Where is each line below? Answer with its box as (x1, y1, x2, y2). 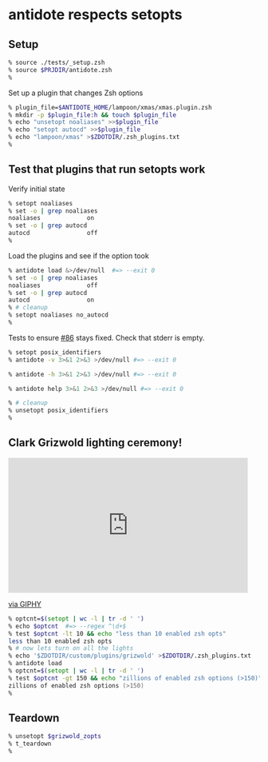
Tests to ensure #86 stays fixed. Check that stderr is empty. (8, 333, 205, 342)
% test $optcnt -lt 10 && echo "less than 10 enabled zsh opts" (8, 629, 227, 637)
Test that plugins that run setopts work (8, 162, 206, 177)
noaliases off (8, 281, 98, 289)
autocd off (8, 229, 98, 237)
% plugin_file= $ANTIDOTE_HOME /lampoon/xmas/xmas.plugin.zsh (8, 103, 213, 111)
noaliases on (8, 214, 94, 222)
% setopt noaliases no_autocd (8, 311, 109, 319)
